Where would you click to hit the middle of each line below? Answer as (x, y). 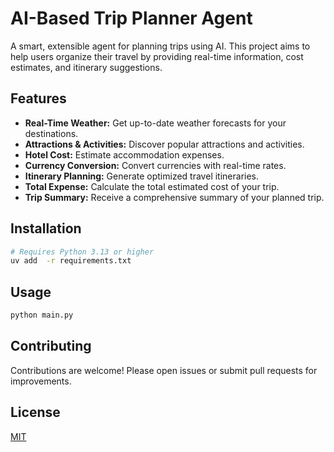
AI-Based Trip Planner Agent (131, 18)
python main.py (42, 315)
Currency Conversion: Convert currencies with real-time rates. (155, 165)
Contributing (51, 346)
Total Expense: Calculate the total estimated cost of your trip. (152, 186)
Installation (46, 228)
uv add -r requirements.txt (71, 261)
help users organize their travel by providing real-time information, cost (157, 56)
